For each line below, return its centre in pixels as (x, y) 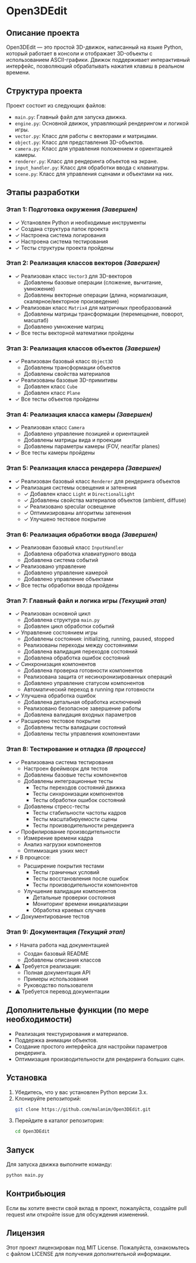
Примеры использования (56, 979)
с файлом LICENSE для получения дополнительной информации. (89, 1253)
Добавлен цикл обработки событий (69, 626)
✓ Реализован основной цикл (53, 614)
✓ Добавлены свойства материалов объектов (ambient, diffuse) (105, 500)
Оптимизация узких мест (56, 850)
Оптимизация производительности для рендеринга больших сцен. (100, 1059)
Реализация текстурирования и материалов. (72, 1033)
